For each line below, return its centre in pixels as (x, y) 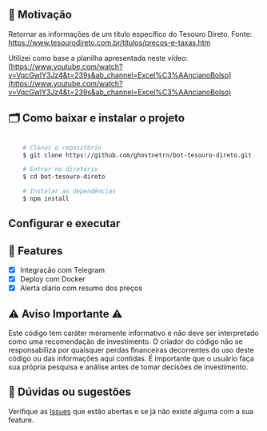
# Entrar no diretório (60, 170)
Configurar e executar (64, 223)
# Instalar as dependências (69, 192)
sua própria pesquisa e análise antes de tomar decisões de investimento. (128, 367)
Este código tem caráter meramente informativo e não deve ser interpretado (133, 333)
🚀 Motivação (40, 15)
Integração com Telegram (62, 270)
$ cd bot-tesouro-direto (64, 177)
